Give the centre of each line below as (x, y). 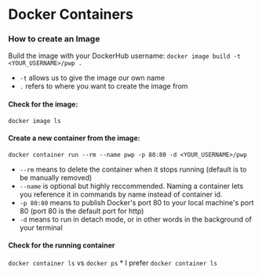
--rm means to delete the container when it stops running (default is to (133, 169)
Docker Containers (71, 14)
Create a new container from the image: (74, 138)
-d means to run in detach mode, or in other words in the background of (136, 219)
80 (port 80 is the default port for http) (82, 211)
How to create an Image (54, 39)
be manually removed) (56, 177)
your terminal (41, 227)
